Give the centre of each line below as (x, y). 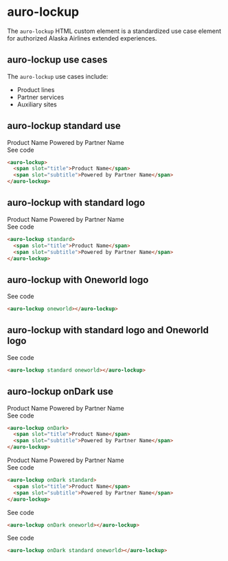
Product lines (36, 89)
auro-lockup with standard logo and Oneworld (108, 330)
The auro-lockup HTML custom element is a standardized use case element (114, 31)
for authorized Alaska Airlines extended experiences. (82, 38)
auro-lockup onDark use (60, 392)
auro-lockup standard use (64, 126)
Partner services (41, 97)
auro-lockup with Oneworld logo (78, 280)
